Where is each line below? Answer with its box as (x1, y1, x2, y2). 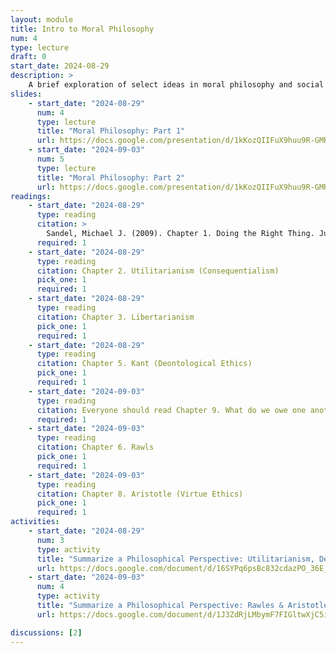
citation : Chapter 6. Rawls (36, 442, 155, 453)
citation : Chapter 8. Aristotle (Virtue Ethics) (36, 489, 244, 499)
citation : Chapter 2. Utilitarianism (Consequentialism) (36, 266, 280, 276)
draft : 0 (10, 52, 47, 62)
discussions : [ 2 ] (10, 627, 83, 638)
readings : (10, 191, 52, 201)
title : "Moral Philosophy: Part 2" (36, 172, 186, 183)
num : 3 (36, 535, 65, 545)
